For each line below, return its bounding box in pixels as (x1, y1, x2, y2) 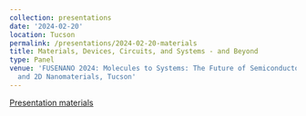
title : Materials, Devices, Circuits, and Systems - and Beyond (9, 47, 259, 56)
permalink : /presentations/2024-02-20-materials (9, 38, 198, 48)
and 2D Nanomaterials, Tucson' (17, 72, 137, 82)
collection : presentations (9, 13, 112, 23)
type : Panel (9, 55, 55, 64)
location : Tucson (9, 30, 76, 39)
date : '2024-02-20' (9, 22, 84, 31)
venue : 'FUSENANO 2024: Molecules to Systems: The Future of (9, 64, 247, 73)
